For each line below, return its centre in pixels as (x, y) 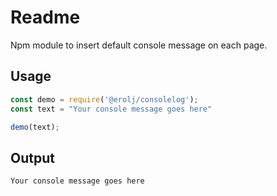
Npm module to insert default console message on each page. (139, 45)
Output (32, 157)
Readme (45, 17)
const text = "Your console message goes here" (111, 109)
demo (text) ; (35, 127)
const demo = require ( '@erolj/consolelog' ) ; (104, 99)
